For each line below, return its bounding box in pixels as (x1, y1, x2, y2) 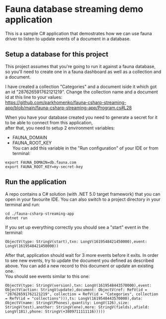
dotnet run (5, 215, 28, 221)
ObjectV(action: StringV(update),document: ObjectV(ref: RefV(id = (5, 287, 148, 292)
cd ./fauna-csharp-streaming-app (5, 211, 74, 216)
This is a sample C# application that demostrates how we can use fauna (5, 30, 152, 36)
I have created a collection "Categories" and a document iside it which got (5, 83, 157, 89)
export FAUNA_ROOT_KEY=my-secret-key (5, 164, 83, 169)
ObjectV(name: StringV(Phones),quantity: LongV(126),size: (5, 300, 130, 305)
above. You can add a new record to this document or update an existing (5, 262, 154, 269)
